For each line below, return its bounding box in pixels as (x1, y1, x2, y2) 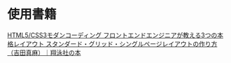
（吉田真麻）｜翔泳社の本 (7, 48, 81, 57)
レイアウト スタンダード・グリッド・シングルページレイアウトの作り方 (13, 39, 218, 48)
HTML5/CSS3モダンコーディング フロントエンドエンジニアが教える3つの (7, 31, 218, 39)
